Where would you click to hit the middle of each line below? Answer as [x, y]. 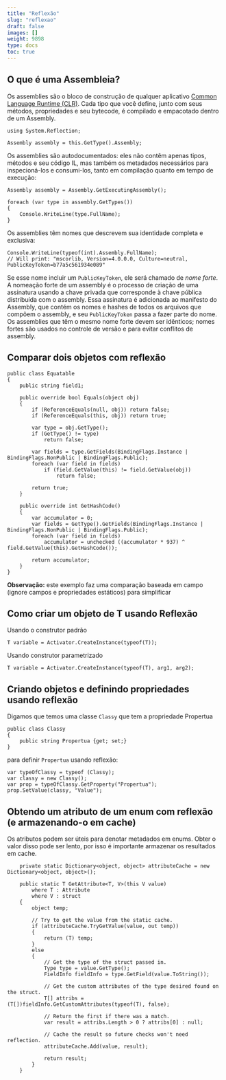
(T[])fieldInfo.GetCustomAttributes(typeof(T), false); [88, 1004]
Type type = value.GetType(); [87, 968]
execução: [22, 177]
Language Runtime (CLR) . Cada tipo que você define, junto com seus [105, 103]
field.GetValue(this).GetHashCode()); [62, 548]
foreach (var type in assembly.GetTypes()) [70, 202]
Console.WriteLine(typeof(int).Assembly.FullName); [82, 253]
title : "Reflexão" [33, 13]
